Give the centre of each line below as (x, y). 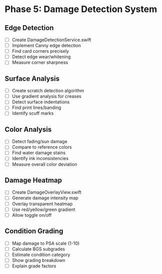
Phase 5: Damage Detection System (81, 9)
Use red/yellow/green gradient (44, 209)
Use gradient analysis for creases (47, 96)
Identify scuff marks (33, 113)
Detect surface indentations (41, 102)
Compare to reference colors (42, 147)
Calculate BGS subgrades (38, 249)
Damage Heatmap (33, 180)
